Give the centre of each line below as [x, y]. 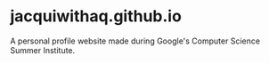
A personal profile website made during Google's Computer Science [135, 41]
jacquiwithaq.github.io [96, 16]
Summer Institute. [43, 50]
